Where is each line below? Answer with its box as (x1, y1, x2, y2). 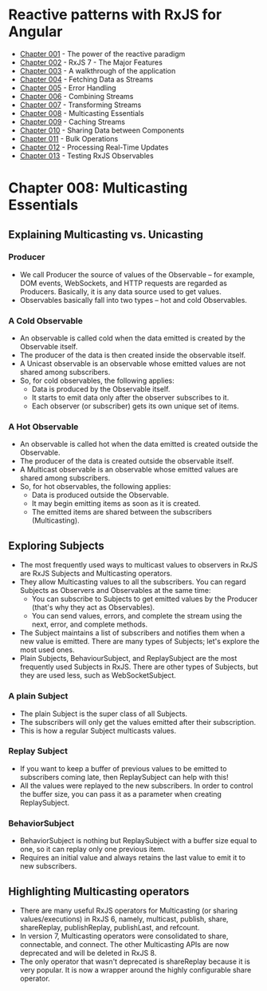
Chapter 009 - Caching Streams (19, 117, 126, 126)
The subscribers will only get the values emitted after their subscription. (19, 717, 257, 726)
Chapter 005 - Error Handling (19, 82, 117, 93)
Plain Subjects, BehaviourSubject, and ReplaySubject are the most (19, 654, 238, 663)
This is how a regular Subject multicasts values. (19, 726, 177, 735)
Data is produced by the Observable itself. (31, 384, 171, 394)
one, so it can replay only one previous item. (19, 845, 166, 854)
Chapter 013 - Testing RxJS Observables (19, 150, 154, 161)
